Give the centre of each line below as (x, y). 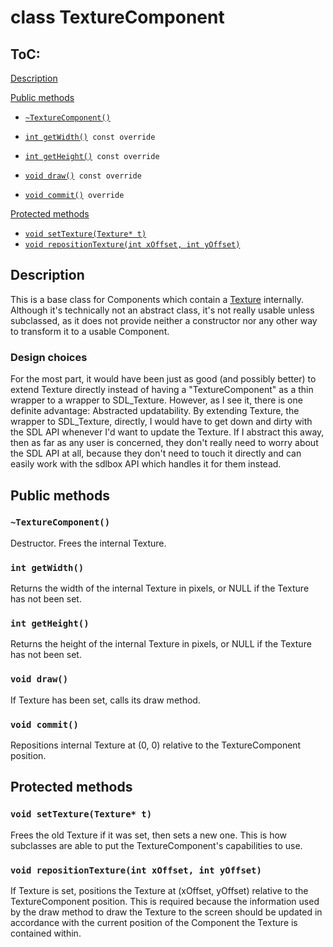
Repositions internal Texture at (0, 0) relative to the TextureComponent (156, 745)
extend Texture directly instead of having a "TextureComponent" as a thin (162, 390)
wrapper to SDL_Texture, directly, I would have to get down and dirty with (161, 422)
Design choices (49, 357)
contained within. (46, 933)
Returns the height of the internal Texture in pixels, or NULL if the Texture (161, 644)
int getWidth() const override (90, 137)
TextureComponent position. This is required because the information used (165, 901)
